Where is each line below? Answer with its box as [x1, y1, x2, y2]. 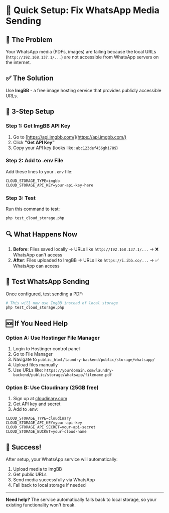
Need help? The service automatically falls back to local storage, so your [6, 496, 157, 503]
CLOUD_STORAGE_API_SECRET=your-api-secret [6, 425, 96, 430]
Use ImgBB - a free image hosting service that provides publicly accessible [6, 87, 162, 93]
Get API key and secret [13, 401, 61, 407]
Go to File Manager [13, 351, 53, 357]
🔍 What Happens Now [6, 230, 78, 239]
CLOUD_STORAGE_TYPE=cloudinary [6, 416, 71, 421]
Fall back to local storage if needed [13, 482, 86, 488]
